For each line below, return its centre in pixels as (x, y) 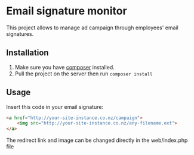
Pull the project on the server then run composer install (84, 74)
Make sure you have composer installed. (64, 67)
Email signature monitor (67, 11)
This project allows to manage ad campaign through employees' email (93, 28)
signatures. (20, 34)
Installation (27, 53)
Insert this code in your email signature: (55, 107)
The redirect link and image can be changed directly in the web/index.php (97, 140)
